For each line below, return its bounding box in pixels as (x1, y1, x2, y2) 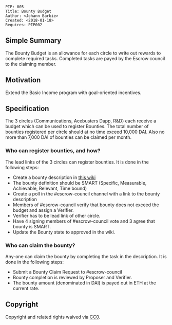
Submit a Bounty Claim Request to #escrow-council (12, 269, 122, 275)
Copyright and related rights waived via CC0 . (5, 314, 101, 320)
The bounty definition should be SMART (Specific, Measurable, (12, 179, 147, 186)
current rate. (12, 285, 40, 292)
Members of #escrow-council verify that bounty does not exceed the (12, 202, 159, 208)
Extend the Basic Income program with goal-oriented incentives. (5, 89, 142, 96)
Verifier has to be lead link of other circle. (12, 212, 101, 219)
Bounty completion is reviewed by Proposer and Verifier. (12, 275, 132, 281)
